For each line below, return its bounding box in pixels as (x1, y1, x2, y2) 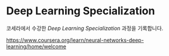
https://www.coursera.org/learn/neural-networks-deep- (6, 36, 145, 43)
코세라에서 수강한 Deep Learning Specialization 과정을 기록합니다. (6, 24, 164, 32)
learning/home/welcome (6, 43, 67, 50)
